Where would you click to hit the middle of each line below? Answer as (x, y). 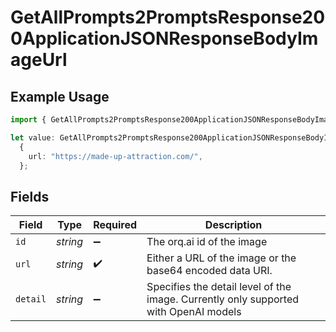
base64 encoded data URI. (209, 271)
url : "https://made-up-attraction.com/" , (115, 156)
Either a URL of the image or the (221, 258)
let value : (33, 137)
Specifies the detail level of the (219, 287)
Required (115, 225)
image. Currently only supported (223, 299)
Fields (30, 196)
